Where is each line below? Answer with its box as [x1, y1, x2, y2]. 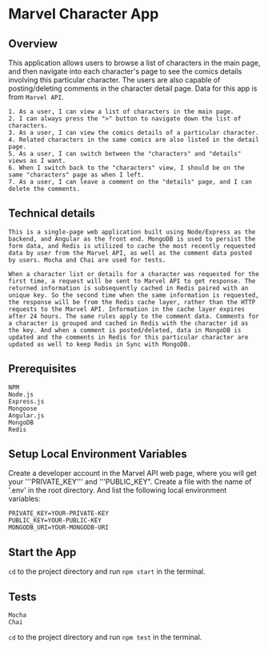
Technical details [8, 206, 96, 221]
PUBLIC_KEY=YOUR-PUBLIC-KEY [8, 517, 102, 525]
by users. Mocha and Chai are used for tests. [8, 256, 166, 264]
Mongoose [8, 404, 38, 412]
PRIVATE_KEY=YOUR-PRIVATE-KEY [8, 510, 110, 518]
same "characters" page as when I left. [8, 171, 146, 179]
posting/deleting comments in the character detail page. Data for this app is [8, 83, 258, 93]
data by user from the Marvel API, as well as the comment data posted [8, 249, 252, 257]
